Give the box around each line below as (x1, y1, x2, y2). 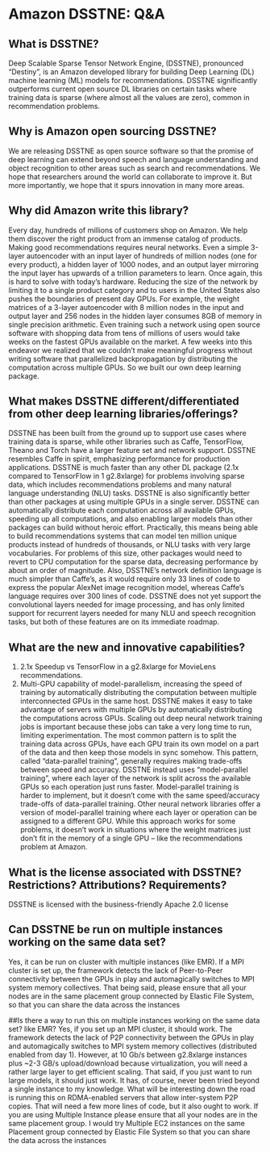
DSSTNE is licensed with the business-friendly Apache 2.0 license (8, 899, 229, 909)
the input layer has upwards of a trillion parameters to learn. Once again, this (8, 268, 263, 278)
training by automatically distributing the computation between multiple (19, 688, 257, 697)
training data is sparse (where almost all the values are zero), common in (8, 93, 250, 102)
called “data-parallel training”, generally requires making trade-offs (19, 756, 243, 766)
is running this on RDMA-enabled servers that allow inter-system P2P (8, 1092, 239, 1102)
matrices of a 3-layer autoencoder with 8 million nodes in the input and (8, 302, 244, 312)
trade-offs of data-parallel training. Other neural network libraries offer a (19, 799, 261, 809)
